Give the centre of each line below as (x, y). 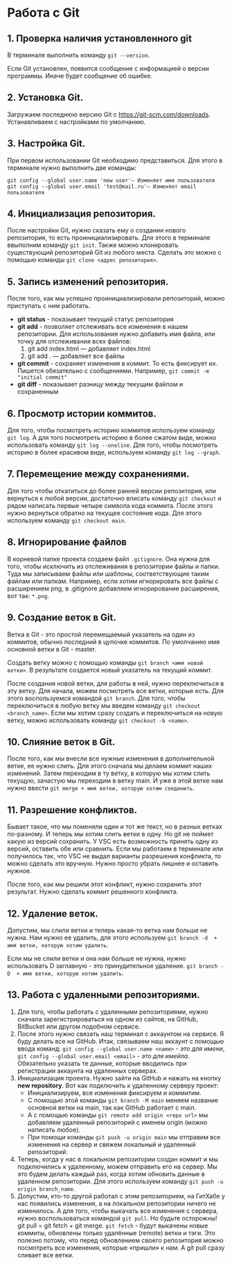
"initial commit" (42, 377)
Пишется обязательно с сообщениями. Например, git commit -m (113, 371)
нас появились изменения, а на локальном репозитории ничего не (116, 1203)
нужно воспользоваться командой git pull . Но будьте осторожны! (117, 1218)
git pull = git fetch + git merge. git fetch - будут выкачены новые (113, 1225)
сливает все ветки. (45, 1255)
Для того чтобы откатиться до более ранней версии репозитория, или (112, 491)
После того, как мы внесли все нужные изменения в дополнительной (111, 758)
